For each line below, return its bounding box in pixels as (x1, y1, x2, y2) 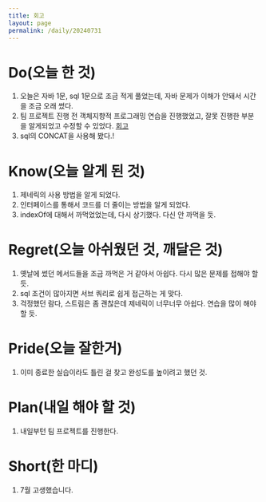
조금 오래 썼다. (28, 101, 73, 111)
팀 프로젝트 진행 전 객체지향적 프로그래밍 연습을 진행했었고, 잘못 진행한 (19, 111, 240, 121)
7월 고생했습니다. (19, 485, 73, 495)
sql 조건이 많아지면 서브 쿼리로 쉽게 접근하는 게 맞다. (19, 289, 184, 298)
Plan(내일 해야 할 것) (8, 398, 136, 417)
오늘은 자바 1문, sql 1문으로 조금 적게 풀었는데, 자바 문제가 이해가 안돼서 (19, 91, 242, 101)
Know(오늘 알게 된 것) (8, 162, 145, 180)
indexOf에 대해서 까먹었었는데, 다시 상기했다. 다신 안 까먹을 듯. (19, 210, 216, 219)
